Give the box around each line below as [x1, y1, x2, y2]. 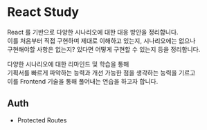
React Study [7, 4, 80, 20]
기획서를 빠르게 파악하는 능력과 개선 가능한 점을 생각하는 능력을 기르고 [7, 68, 196, 77]
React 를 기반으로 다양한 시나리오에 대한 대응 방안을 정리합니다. [7, 28, 179, 36]
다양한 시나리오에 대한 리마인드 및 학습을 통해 [7, 59, 129, 68]
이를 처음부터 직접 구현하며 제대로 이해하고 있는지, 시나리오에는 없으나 [7, 36, 196, 45]
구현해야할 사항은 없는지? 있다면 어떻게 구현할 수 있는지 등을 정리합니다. [7, 45, 201, 53]
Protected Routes [17, 115, 67, 124]
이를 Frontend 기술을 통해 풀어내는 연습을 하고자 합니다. [7, 77, 159, 85]
